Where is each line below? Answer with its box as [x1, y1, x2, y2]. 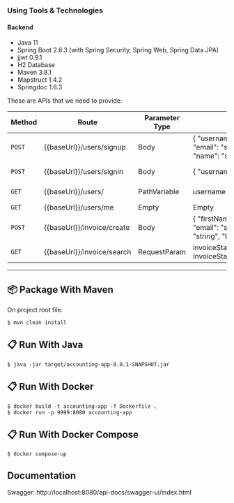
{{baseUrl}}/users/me [44, 203, 114, 212]
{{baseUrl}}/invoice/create [44, 223, 130, 233]
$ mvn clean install [7, 319, 68, 326]
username [192, 187, 226, 197]
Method [10, 117, 38, 127]
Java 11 [17, 38, 38, 47]
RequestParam [138, 247, 187, 257]
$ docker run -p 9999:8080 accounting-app [7, 409, 132, 416]
